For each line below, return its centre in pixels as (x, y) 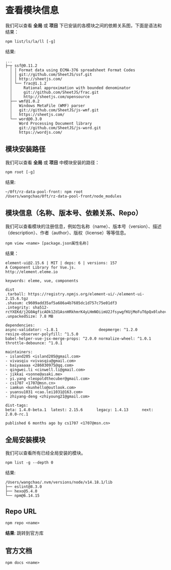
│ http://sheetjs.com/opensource (50, 97)
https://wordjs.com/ (40, 132)
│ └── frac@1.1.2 (28, 83)
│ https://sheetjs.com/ (37, 114)
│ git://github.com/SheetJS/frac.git (54, 92)
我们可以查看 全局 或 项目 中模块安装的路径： (52, 162)
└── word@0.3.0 (26, 119)
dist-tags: (17, 405)
